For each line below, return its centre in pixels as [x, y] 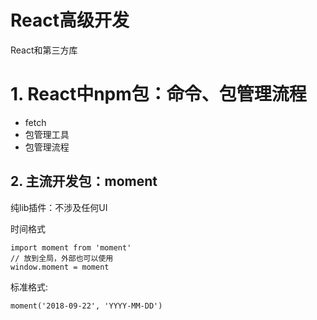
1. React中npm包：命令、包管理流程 [158, 94]
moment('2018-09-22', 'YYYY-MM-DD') [86, 306]
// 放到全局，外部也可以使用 [62, 258]
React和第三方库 [44, 50]
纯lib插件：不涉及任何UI [59, 207]
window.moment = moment [60, 267]
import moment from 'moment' [71, 247]
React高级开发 [70, 20]
